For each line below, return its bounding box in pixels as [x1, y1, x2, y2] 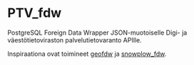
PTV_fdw [7, 5, 62, 21]
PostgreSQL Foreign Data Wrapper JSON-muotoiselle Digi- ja [7, 28, 188, 37]
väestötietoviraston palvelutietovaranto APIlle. [7, 35, 142, 44]
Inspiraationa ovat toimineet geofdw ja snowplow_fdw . [7, 49, 167, 58]
